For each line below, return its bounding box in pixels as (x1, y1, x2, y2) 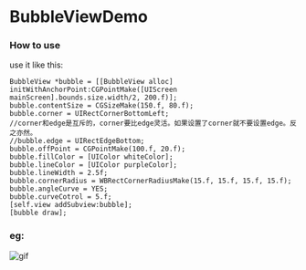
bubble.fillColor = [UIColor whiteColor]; (9, 152, 174, 161)
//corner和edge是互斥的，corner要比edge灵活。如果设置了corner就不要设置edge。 (9, 119, 290, 129)
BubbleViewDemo (9, 6, 149, 27)
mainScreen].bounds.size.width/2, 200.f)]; (9, 93, 178, 102)
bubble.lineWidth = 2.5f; (9, 169, 108, 178)
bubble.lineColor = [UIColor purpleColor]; (9, 161, 178, 170)
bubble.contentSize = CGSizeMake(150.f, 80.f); (9, 101, 195, 110)
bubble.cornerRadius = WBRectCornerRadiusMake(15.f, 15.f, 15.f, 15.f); (9, 176, 292, 186)
